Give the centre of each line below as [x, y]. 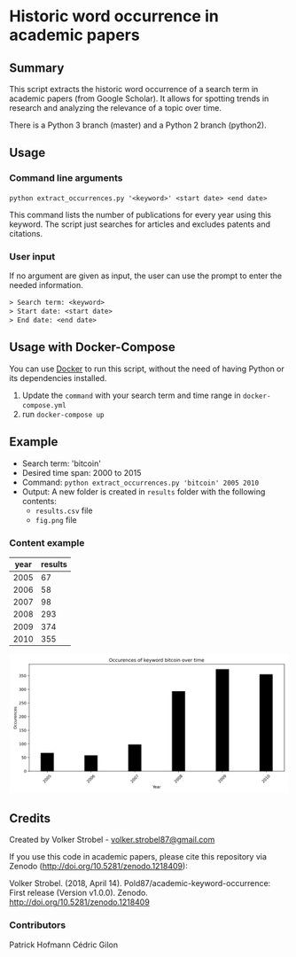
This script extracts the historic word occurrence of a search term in [134, 89]
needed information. [46, 284]
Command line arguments [66, 178]
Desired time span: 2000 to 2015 [82, 472]
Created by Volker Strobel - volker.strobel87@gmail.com [112, 840]
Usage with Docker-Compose [92, 347]
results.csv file [64, 510]
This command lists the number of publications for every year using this [140, 214]
